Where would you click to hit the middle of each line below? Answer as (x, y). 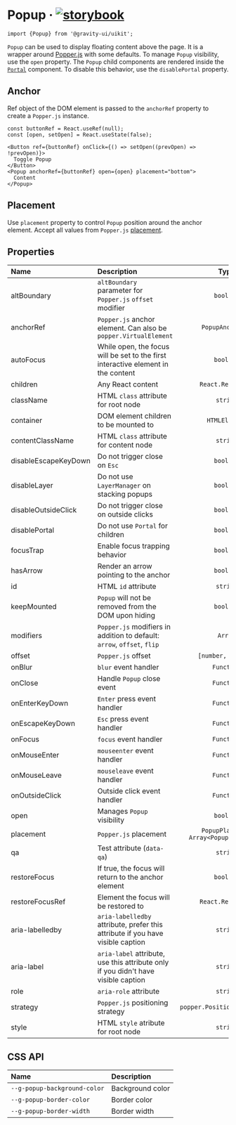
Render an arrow (125, 566)
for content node (125, 445)
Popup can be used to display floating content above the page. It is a (105, 46)
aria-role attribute (129, 991)
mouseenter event (126, 750)
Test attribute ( (122, 848)
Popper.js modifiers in (134, 627)
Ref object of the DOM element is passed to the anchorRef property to (108, 108)
